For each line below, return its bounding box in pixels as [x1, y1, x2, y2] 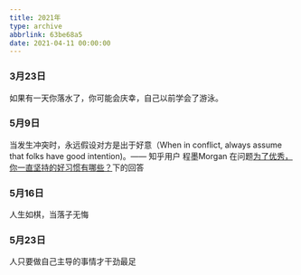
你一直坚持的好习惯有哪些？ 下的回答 [9, 162, 145, 173]
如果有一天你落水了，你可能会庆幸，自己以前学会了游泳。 [9, 92, 223, 103]
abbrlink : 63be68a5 [9, 30, 83, 39]
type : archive [9, 22, 63, 31]
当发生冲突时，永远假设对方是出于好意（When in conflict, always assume [9, 139, 283, 150]
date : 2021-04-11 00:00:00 [9, 38, 111, 48]
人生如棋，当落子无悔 [9, 209, 89, 220]
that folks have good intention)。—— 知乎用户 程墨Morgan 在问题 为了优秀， [9, 150, 294, 161]
